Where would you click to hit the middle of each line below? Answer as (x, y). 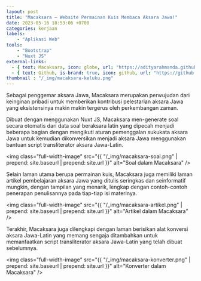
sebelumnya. (22, 248)
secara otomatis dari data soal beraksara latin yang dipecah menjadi (90, 126)
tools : (14, 45)
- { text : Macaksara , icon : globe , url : (63, 67)
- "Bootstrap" (34, 51)
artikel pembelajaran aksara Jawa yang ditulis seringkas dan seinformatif (96, 181)
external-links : (26, 61)
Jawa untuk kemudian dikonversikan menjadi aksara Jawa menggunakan (96, 138)
